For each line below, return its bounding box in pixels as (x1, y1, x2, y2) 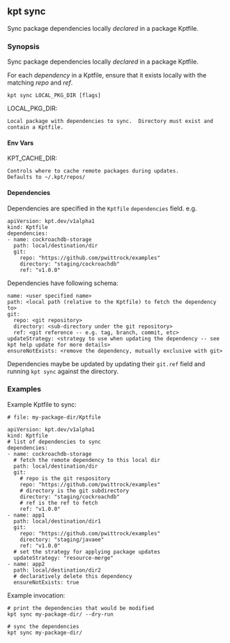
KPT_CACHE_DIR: (7, 154, 58, 163)
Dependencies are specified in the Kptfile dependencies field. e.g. (7, 204, 197, 212)
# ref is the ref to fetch (20, 499, 98, 506)
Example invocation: (7, 591, 66, 600)
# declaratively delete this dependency (13, 572, 132, 579)
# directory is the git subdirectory (20, 487, 130, 494)
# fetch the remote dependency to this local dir (13, 456, 160, 463)
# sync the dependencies (7, 623, 79, 630)
